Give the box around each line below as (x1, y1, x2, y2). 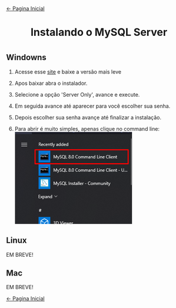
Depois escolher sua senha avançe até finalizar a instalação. (14, 114, 162, 121)
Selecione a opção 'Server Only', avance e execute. (14, 91, 140, 98)
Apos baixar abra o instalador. (14, 80, 88, 87)
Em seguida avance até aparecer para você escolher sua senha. (14, 102, 171, 110)
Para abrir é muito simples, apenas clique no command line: (14, 125, 160, 132)
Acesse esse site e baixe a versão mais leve (14, 68, 122, 75)
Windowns (6, 52, 47, 62)
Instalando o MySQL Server (30, 26, 168, 39)
